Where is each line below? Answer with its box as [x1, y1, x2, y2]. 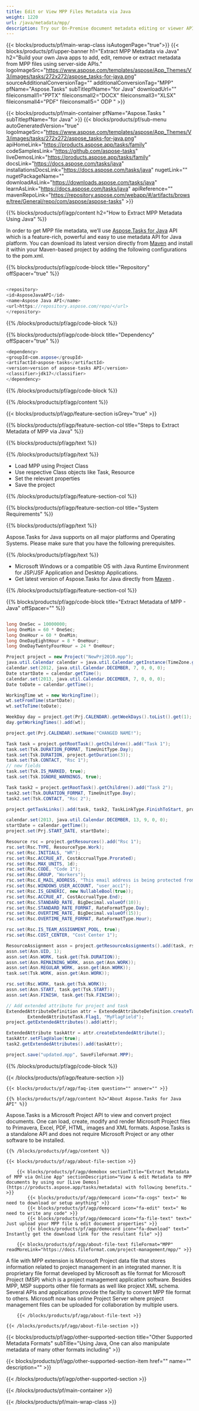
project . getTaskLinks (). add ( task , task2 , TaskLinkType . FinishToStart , [6, 806, 184, 812]
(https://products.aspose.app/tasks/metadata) [6, 1184, 123, 1190]
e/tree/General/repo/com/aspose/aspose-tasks [6, 198, 122, 205]
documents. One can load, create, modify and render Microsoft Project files [6, 1118, 191, 1125]
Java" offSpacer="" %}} [6, 604, 65, 611]
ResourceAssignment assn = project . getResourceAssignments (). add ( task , [6, 943, 187, 949]
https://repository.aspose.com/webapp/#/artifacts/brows [50, 191, 191, 199]
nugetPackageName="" [6, 173, 65, 180]
